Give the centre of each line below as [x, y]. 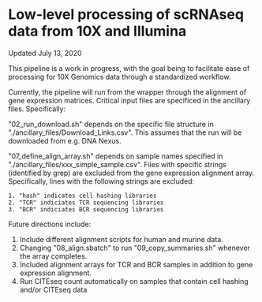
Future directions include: [50, 224]
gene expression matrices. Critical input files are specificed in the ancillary [129, 100]
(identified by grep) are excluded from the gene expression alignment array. [131, 173]
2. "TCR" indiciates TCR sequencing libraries [86, 203]
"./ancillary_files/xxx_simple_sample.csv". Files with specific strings [118, 164]
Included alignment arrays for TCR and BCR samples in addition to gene [136, 264]
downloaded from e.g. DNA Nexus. [65, 140]
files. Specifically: [37, 109]
